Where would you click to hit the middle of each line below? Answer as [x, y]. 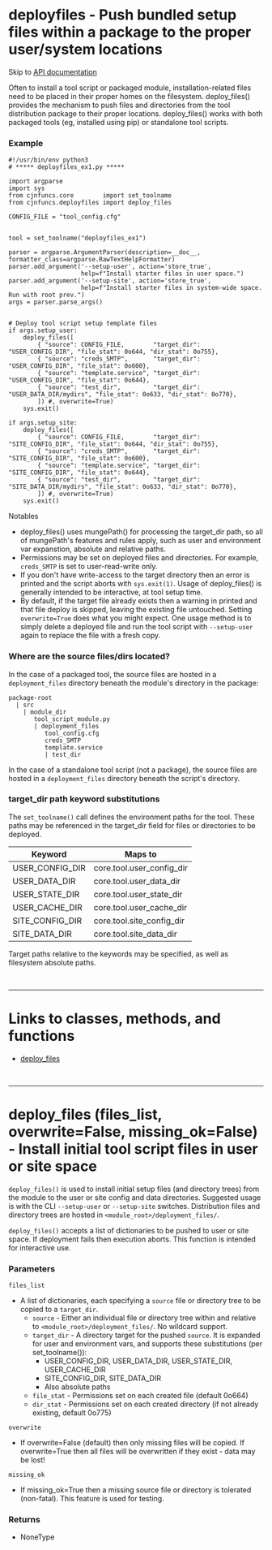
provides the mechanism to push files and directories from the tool [119, 105]
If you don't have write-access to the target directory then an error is [135, 575]
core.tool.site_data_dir [136, 934]
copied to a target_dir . [59, 1309]
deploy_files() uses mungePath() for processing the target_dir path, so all [141, 532]
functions [42, 1036]
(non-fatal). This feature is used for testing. [92, 1498]
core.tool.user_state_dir [138, 894]
